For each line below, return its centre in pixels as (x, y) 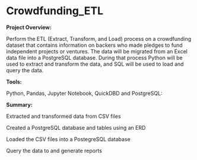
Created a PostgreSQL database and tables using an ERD (76, 127)
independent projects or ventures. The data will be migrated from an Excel (97, 51)
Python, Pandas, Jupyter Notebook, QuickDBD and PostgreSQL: (84, 93)
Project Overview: (29, 27)
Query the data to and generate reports (54, 151)
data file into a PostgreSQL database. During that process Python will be (94, 57)
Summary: (19, 104)
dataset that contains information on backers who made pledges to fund (94, 45)
